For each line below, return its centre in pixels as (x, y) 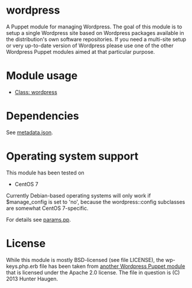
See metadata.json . (30, 132)
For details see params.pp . (38, 219)
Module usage (42, 76)
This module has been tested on (45, 173)
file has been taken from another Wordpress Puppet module (112, 266)
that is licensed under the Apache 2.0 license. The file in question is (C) (93, 272)
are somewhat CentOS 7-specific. (47, 208)
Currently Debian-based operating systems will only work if (79, 195)
